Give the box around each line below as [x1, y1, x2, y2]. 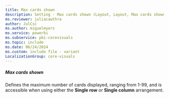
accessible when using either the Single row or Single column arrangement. [5, 87, 164, 93]
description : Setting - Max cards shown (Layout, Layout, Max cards [5, 12, 152, 17]
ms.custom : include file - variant [5, 49, 80, 54]
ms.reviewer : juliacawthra [5, 16, 62, 21]
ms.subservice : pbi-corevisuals [5, 35, 73, 40]
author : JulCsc [5, 21, 37, 26]
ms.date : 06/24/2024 [5, 44, 49, 49]
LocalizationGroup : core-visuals [5, 53, 75, 59]
